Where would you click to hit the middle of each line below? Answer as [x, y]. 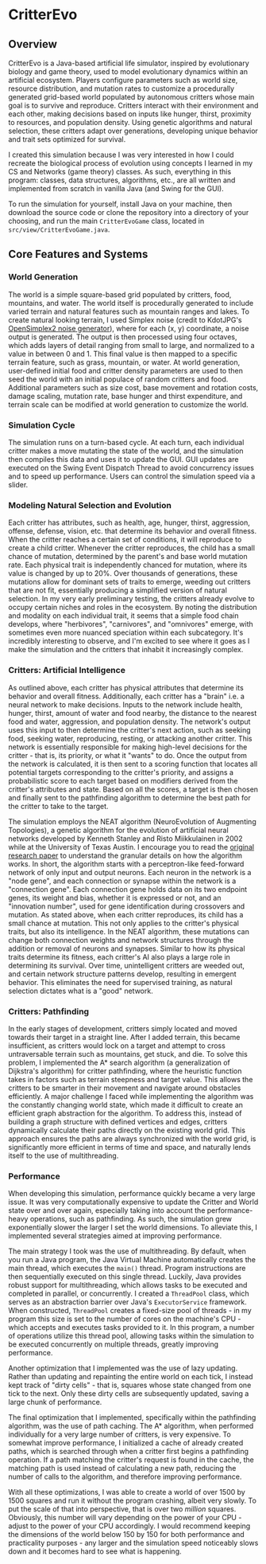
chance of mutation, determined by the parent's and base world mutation [128, 557]
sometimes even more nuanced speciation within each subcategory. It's [126, 633]
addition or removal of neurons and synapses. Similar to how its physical [127, 948]
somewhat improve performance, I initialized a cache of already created [126, 1443]
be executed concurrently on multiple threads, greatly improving [114, 1344]
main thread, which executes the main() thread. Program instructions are [127, 1269]
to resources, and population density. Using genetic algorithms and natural [130, 122]
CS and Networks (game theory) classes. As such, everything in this [120, 172]
